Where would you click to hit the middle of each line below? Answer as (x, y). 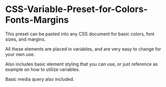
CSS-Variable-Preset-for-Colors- (76, 9)
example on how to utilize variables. (43, 69)
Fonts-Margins (37, 20)
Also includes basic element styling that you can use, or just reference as (81, 64)
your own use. (20, 54)
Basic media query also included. (40, 79)
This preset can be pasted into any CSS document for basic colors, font (80, 34)
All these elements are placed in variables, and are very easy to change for (83, 49)
